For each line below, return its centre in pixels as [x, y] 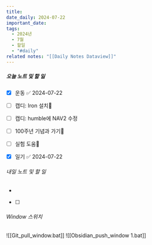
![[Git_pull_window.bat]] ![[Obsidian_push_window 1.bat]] [76, 235]
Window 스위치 [25, 216]
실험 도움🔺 [27, 144]
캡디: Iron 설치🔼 [33, 105]
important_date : [26, 23]
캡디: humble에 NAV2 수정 [46, 118]
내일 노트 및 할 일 [26, 171]
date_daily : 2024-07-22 [36, 17]
